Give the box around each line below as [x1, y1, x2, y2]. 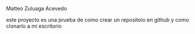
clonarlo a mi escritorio [6, 23, 62, 29]
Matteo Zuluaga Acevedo [6, 5, 68, 12]
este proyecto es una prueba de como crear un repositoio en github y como [6, 16, 189, 23]
